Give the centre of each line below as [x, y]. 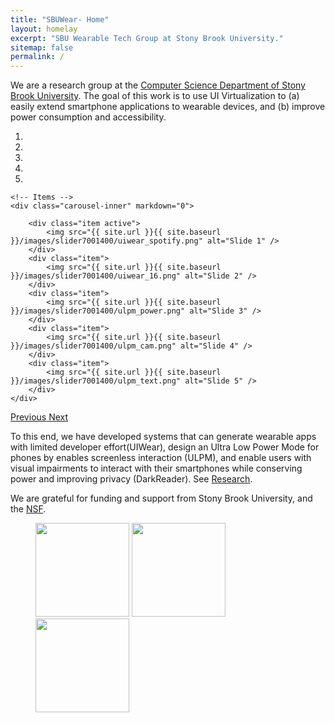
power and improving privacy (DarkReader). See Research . [131, 479]
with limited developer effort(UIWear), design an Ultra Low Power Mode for [165, 447]
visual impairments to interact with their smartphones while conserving [156, 468]
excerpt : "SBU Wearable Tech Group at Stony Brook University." [147, 38]
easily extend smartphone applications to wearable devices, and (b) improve [168, 107]
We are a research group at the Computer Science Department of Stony [158, 85]
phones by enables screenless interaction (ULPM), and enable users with [161, 458]
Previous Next [39, 417]
